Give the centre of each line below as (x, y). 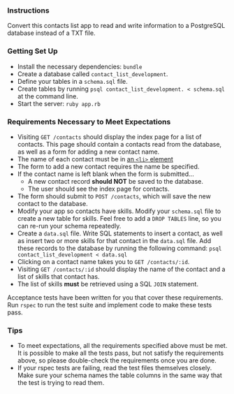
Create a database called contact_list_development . (93, 74)
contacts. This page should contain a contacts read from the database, (119, 144)
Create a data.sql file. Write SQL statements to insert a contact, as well (120, 233)
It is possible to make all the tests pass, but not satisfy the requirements (120, 353)
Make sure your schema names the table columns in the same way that (119, 375)
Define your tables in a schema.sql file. (72, 81)
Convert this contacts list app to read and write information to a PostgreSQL (116, 26)
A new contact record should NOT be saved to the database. (116, 181)
